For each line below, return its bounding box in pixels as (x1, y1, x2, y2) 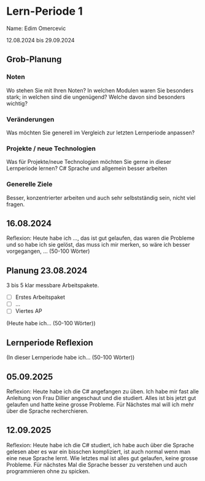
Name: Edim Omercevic (6, 25, 66, 32)
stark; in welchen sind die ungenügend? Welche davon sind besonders (6, 93, 185, 101)
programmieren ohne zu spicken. (6, 468, 90, 475)
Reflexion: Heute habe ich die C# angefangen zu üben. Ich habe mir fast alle (6, 388, 199, 395)
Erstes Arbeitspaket (15, 293, 66, 301)
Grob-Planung (6, 54, 62, 65)
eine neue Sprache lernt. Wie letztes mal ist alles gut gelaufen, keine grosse (6, 454, 198, 461)
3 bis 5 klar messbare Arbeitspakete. (6, 282, 99, 289)
